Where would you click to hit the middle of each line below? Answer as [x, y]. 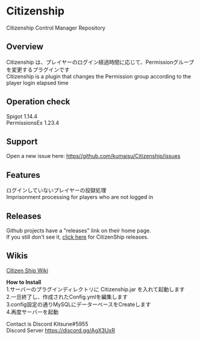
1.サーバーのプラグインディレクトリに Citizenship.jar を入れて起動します [95, 289]
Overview [25, 47]
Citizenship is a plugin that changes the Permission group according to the [99, 76]
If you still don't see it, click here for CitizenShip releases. [77, 237]
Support [22, 141]
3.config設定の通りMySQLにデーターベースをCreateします [79, 304]
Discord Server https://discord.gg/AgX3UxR [61, 330]
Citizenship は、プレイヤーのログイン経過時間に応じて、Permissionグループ [100, 62]
